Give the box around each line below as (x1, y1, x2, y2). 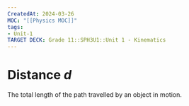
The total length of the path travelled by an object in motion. (7, 90, 182, 99)
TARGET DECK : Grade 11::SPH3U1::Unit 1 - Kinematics (7, 37, 166, 44)
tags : (7, 23, 23, 30)
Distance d (7, 67, 72, 83)
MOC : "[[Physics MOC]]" (7, 17, 78, 24)
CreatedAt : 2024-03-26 (7, 10, 74, 18)
